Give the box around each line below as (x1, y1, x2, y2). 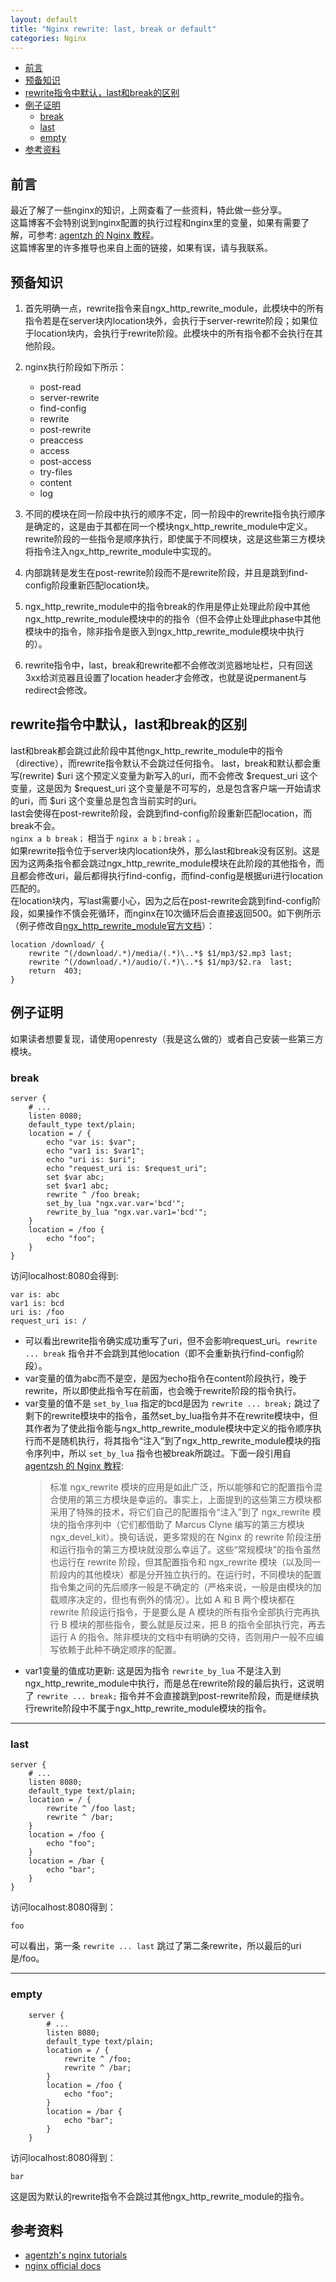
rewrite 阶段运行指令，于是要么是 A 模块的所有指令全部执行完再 (49, 1606, 312, 1618)
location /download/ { (10, 939, 105, 950)
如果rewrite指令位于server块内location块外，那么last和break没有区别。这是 (10, 844, 320, 856)
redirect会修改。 (24, 684, 93, 696)
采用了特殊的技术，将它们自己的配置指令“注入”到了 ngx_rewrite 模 (49, 1506, 322, 1518)
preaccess (39, 434, 84, 446)
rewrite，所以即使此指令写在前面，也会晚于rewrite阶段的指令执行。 (24, 1384, 302, 1396)
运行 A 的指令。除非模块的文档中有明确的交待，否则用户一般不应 (49, 1631, 316, 1643)
